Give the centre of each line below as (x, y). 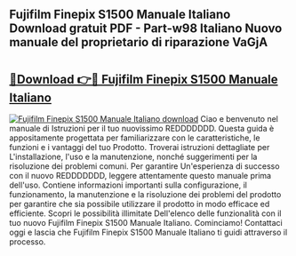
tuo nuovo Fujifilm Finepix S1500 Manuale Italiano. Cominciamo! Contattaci (146, 223)
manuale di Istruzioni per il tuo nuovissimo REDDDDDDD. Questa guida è (142, 128)
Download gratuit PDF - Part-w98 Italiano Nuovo (146, 29)
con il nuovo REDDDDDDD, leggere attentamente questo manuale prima (140, 176)
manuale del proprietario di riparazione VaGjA (139, 42)
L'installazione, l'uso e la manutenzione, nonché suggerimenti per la (133, 156)
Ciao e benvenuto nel (239, 119)
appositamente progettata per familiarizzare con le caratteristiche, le (135, 138)
